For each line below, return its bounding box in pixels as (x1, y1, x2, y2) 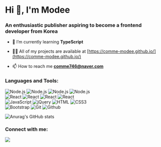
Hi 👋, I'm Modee (5, 4, 70, 16)
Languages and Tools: (5, 78, 59, 84)
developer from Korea (5, 28, 58, 35)
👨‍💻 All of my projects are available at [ (12, 48, 89, 54)
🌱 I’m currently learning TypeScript (12, 39, 83, 45)
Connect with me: (5, 126, 48, 132)
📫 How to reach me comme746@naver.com (12, 63, 104, 69)
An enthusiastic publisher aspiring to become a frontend (5, 22, 142, 29)
